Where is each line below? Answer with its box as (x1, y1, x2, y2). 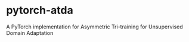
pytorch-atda (6, 4, 73, 17)
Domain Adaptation (6, 29, 54, 36)
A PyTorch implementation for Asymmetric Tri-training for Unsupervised (6, 23, 183, 30)
